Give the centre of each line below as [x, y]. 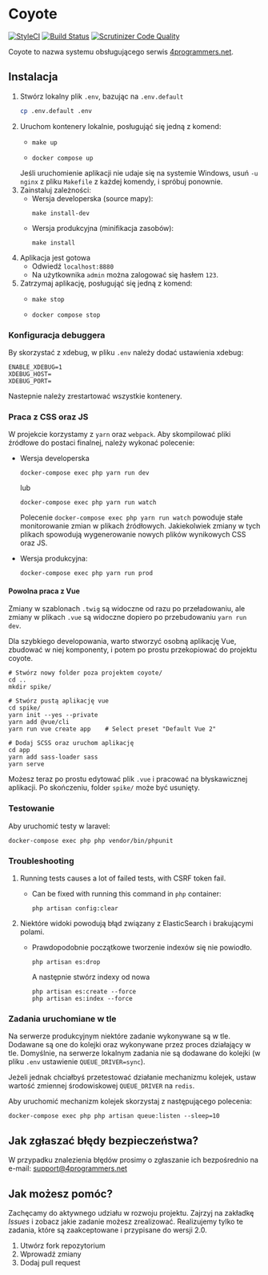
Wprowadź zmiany [50, 1254]
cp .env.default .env [56, 111]
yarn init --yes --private [53, 715]
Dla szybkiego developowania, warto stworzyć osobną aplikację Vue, [122, 642]
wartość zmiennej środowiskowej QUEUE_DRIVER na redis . [102, 1086]
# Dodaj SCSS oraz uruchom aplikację [71, 743]
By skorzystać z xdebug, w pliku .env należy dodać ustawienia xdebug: [126, 352]
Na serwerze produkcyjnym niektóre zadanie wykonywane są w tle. [119, 1036]
